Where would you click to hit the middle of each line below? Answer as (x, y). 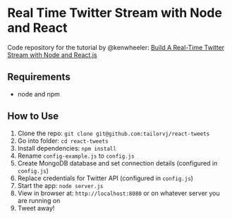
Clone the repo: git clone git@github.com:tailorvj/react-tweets (114, 133)
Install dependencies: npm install (67, 148)
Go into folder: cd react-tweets (63, 140)
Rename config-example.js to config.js (76, 156)
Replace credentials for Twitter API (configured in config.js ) (105, 178)
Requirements (39, 77)
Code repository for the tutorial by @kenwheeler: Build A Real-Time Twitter (116, 47)
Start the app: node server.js (60, 185)
